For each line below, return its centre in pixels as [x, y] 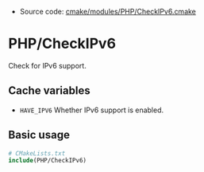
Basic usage [39, 135]
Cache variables [49, 91]
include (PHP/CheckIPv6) [48, 161]
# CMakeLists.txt [37, 153]
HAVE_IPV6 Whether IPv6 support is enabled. [92, 110]
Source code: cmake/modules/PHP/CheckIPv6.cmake [108, 12]
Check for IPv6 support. [48, 65]
